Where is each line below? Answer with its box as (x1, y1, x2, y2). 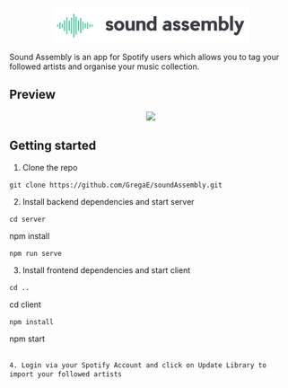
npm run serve (9, 249, 63, 258)
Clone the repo (22, 162, 78, 172)
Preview (9, 87, 57, 102)
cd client (9, 299, 42, 310)
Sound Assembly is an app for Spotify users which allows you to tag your (9, 52, 280, 62)
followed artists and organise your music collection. (9, 61, 200, 72)
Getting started (9, 138, 97, 154)
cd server (9, 215, 47, 224)
